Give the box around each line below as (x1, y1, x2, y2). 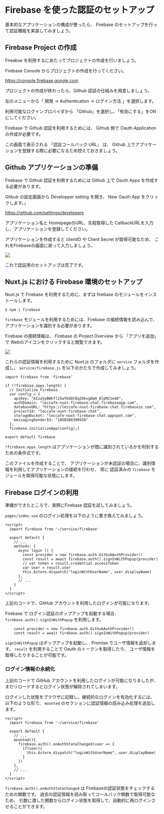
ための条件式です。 (5, 450, 43, 456)
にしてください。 (5, 115, 40, 120)
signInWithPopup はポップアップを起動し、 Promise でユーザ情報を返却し (5, 640, 152, 646)
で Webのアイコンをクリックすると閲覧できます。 (5, 339, 105, 345)
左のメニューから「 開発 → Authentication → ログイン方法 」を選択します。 (5, 98, 156, 104)
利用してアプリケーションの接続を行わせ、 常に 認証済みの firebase (13, 466, 150, 472)
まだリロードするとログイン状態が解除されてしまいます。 (5, 684, 121, 690)
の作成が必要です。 (5, 131, 43, 137)
